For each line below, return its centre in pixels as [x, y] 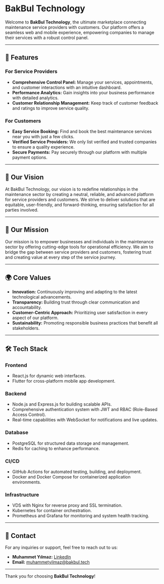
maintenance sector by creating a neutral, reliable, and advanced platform [79, 194]
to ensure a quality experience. [43, 147]
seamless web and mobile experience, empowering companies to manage [80, 32]
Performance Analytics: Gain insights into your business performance [83, 92]
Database [17, 433]
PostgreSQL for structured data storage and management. [71, 443]
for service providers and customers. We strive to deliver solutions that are [80, 199]
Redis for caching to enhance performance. [56, 448]
